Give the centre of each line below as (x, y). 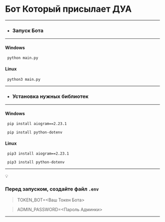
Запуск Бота (28, 31)
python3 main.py (24, 79)
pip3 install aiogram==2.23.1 (38, 154)
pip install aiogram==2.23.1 (37, 124)
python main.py (23, 58)
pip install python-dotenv (35, 132)
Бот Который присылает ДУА (69, 9)
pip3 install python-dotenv (36, 162)
